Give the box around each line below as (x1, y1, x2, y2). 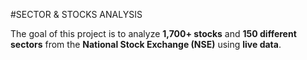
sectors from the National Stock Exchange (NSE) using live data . (10, 39, 282, 50)
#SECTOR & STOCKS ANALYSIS (10, 9, 143, 20)
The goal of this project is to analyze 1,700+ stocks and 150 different (10, 28, 297, 39)
